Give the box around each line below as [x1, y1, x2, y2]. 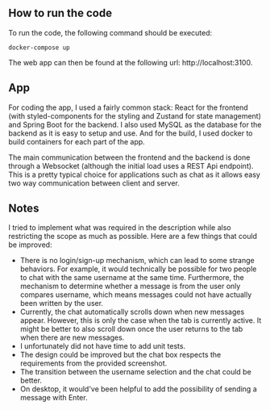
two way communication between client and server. [8, 178, 180, 188]
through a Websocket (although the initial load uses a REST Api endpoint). [8, 161, 254, 170]
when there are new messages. [19, 333, 125, 342]
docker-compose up [8, 44, 70, 52]
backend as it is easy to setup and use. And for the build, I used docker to [8, 128, 253, 138]
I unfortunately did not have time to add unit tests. [19, 341, 186, 351]
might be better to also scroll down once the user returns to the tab [19, 324, 243, 334]
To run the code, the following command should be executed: [8, 27, 213, 37]
